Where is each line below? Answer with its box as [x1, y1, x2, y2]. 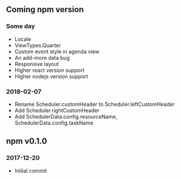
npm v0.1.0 [6, 136, 47, 146]
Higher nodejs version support [14, 73, 88, 80]
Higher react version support [14, 67, 85, 74]
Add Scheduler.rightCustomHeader [14, 106, 100, 113]
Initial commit [14, 167, 47, 174]
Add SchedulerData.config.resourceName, [14, 113, 118, 120]
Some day [6, 22, 35, 30]
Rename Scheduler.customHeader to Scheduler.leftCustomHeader [14, 101, 175, 108]
